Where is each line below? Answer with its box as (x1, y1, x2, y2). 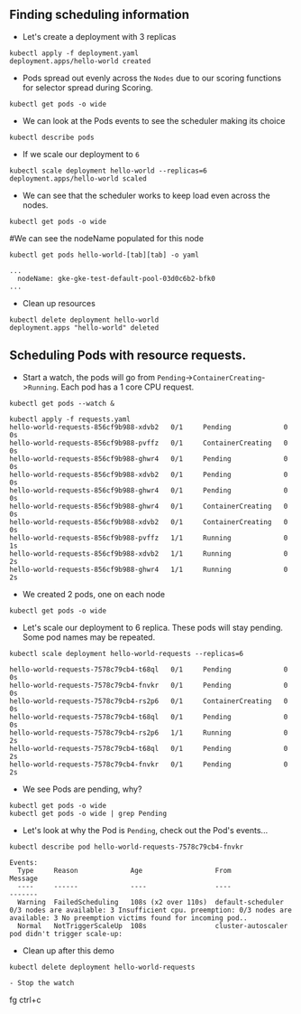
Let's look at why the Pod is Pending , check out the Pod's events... (22, 824, 269, 835)
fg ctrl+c (9, 994, 42, 1005)
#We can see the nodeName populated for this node (9, 232, 205, 243)
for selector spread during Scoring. (22, 81, 153, 93)
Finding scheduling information (9, 7, 189, 23)
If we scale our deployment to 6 (22, 148, 140, 159)
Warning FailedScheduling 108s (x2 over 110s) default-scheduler (17, 897, 284, 906)
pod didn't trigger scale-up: (9, 929, 123, 938)
